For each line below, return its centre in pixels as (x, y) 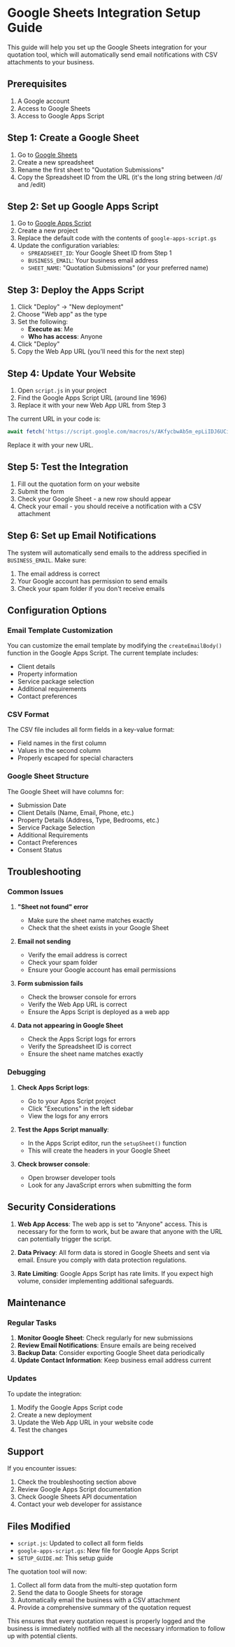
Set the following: (43, 322)
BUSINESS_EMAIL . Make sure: (47, 560)
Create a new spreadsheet (56, 162)
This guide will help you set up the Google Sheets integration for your (107, 47)
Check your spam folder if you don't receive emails (91, 588)
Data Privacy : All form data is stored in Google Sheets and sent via (114, 1252)
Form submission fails (50, 984)
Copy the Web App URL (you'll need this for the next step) (101, 352)
